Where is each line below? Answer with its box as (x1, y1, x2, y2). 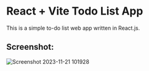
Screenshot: (6, 42, 54, 52)
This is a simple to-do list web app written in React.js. (6, 24, 140, 32)
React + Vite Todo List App (6, 4, 144, 18)
